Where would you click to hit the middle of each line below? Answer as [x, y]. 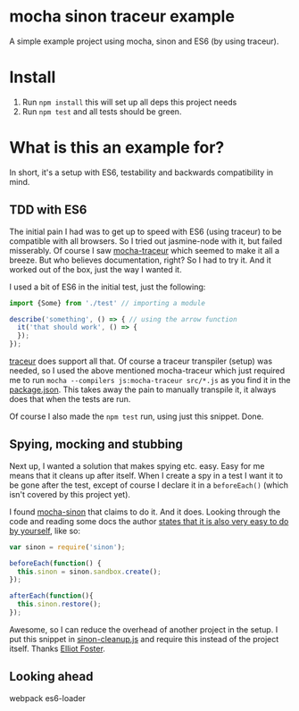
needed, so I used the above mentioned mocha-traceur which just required [147, 371]
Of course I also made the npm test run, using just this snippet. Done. [137, 416]
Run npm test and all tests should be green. [102, 111]
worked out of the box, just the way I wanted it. [96, 269]
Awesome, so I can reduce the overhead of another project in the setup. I [144, 629]
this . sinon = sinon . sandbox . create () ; [90, 572]
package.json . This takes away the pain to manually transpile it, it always [143, 389]
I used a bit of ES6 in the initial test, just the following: [108, 287]
